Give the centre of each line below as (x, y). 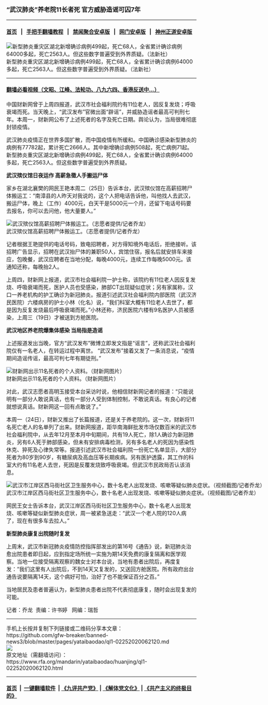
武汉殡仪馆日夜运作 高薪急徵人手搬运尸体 (57, 175)
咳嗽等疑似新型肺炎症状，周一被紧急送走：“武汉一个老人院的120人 (99, 513)
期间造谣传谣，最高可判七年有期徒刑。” (54, 358)
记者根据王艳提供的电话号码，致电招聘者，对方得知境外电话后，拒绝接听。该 (101, 244)
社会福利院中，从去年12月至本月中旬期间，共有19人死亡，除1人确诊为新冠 (97, 434)
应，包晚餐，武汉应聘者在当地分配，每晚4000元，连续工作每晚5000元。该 (99, 259)
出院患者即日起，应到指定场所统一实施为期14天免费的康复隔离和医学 (96, 554)
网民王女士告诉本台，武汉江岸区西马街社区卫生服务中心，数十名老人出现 (96, 505)
